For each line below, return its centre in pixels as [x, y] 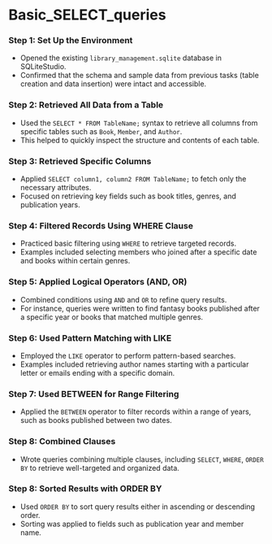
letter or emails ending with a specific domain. [97, 372]
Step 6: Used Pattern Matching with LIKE [90, 337]
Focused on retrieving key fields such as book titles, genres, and [128, 196]
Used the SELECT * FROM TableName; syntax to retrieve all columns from [139, 123]
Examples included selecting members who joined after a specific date [138, 252]
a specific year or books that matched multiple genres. [112, 317]
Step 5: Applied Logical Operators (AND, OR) [98, 282]
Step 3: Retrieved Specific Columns [80, 161]
